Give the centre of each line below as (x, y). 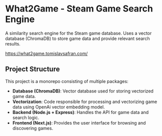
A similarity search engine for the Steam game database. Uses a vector (78, 33)
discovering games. (33, 128)
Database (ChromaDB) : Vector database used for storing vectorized (83, 91)
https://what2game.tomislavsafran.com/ (46, 53)
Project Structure (32, 69)
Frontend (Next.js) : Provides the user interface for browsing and (79, 122)
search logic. (26, 117)
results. (13, 43)
